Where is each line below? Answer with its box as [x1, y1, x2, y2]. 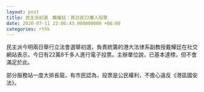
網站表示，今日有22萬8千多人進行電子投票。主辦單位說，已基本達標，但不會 [6, 51, 197, 58]
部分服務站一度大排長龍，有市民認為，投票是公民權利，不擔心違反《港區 [6, 71, 187, 79]
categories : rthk [6, 26, 50, 32]
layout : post [6, 9, 39, 15]
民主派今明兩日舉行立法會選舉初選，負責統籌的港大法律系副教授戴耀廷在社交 [6, 43, 198, 51]
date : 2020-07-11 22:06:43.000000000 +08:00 [6, 20, 121, 26]
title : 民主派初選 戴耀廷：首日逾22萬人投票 [6, 15, 108, 21]
